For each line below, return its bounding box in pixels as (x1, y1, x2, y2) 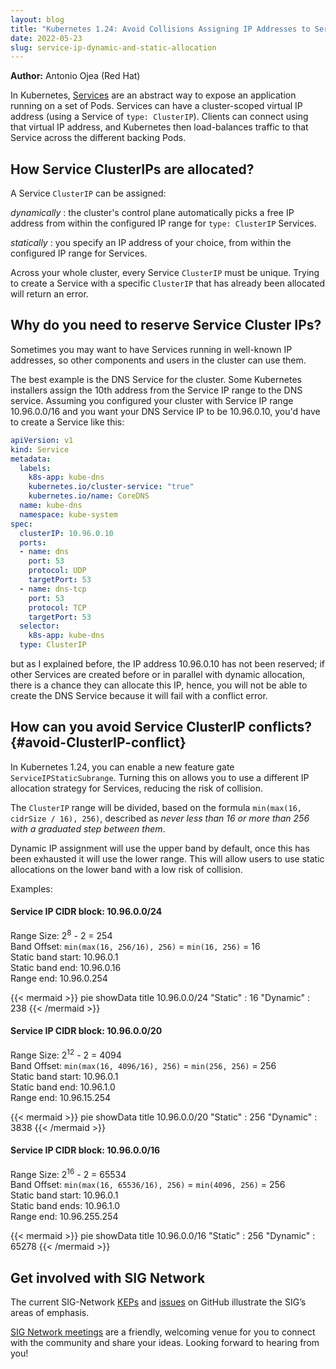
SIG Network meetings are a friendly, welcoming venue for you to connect (10, 1326, 316, 1338)
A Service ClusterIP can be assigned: (10, 187, 167, 200)
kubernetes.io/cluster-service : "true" (28, 482, 195, 492)
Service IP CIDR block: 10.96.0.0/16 (10, 1144, 161, 1156)
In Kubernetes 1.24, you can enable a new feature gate (10, 761, 235, 773)
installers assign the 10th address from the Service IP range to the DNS (10, 384, 303, 396)
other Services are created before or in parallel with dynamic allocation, (10, 669, 306, 680)
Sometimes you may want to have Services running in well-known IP (10, 343, 293, 355)
